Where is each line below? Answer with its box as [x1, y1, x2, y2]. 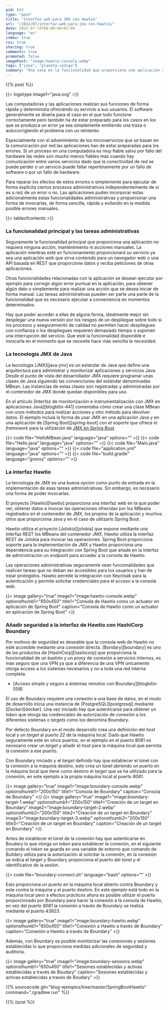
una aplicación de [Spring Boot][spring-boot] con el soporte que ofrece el [5, 419, 158, 425]
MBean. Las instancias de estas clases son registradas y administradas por [5, 383, 160, 389]
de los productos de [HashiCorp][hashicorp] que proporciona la [5, 650, 137, 656]
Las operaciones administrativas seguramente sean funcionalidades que [5, 562, 155, 568]
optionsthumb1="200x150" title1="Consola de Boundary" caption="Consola [5, 789, 161, 795]
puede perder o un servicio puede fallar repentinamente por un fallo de [5, 164, 152, 170]
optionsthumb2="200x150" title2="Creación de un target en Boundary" [5, 810, 153, 816]
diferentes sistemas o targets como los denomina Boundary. [5, 717, 129, 723]
